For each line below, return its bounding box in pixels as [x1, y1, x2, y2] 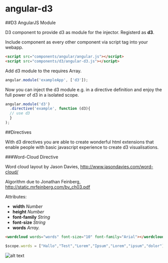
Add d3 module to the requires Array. [5, 68, 81, 74]
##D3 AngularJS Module [5, 20, 56, 26]
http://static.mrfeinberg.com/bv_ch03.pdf [5, 184, 90, 190]
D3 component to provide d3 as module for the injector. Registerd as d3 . [5, 29, 154, 35]
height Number [12, 208, 44, 214]
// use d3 [9, 111, 30, 116]
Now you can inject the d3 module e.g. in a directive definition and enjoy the [5, 86, 162, 93]
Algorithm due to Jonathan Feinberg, [5, 178, 81, 184]
